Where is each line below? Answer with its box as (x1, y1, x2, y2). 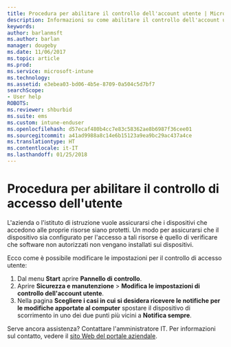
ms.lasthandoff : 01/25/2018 (7, 151, 88, 159)
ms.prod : (7, 61, 32, 68)
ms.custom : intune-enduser (7, 119, 85, 126)
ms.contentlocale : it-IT (7, 145, 78, 152)
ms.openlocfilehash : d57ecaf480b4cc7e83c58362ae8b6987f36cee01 (7, 126, 192, 132)
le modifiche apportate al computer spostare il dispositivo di (16, 304, 191, 312)
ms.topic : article (7, 55, 60, 62)
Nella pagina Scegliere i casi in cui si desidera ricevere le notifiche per (16, 296, 221, 304)
